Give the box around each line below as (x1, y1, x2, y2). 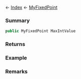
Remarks (5, 68, 28, 75)
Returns (5, 41, 25, 48)
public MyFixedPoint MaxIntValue (5, 29, 76, 34)
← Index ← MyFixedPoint (5, 5, 58, 10)
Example (5, 55, 27, 62)
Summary (5, 17, 30, 24)
